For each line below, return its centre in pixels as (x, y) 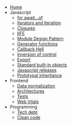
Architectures (31, 91)
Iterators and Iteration (39, 23)
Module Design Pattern (40, 39)
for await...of (30, 18)
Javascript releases (37, 70)
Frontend (19, 81)
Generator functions (37, 44)
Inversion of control (37, 54)
